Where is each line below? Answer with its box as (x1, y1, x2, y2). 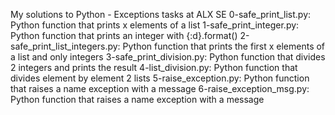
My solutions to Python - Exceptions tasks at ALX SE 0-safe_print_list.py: (10, 9, 312, 20)
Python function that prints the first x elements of (122, 40, 326, 52)
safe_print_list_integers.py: (10, 40, 121, 52)
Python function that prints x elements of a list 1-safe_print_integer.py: (10, 19, 300, 31)
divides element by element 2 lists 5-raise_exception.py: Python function (10, 72, 310, 84)
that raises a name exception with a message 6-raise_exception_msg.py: (10, 83, 310, 94)
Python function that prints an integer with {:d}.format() (10, 30, 238, 41)
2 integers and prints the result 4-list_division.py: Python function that (10, 62, 298, 73)
